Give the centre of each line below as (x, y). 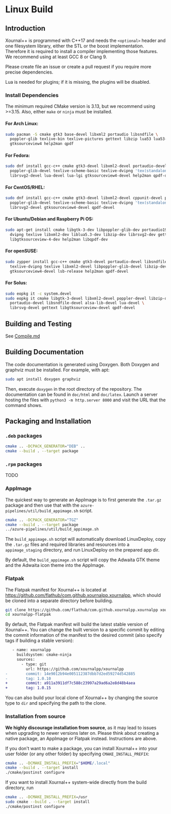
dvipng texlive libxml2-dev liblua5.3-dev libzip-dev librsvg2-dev (83, 234)
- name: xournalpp (32, 650)
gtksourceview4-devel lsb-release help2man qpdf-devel (69, 271)
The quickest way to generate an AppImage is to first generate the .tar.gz (83, 499)
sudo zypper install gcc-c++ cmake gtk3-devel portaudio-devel (74, 261)
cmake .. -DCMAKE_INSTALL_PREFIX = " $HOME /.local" (58, 763)
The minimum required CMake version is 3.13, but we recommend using (80, 106)
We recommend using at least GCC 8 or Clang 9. (56, 57)
